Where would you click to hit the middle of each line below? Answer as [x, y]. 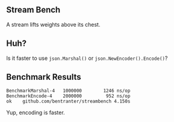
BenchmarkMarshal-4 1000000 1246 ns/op [68, 91]
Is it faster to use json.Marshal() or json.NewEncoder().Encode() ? [87, 58]
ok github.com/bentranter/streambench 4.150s [68, 101]
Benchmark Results [44, 77]
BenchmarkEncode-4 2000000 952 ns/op [68, 96]
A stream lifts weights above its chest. [53, 24]
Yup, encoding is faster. [36, 113]
